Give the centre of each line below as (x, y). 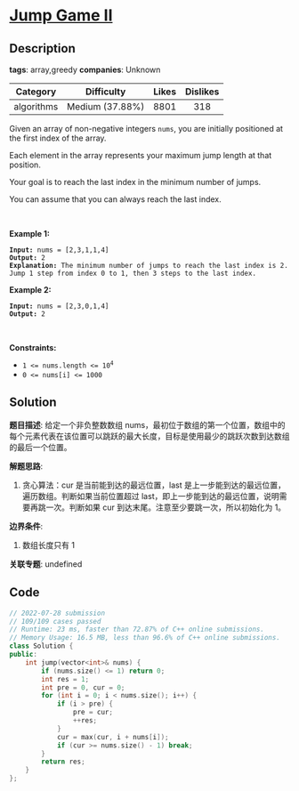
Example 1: (30, 234)
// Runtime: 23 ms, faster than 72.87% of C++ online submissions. (137, 630)
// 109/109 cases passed (55, 621)
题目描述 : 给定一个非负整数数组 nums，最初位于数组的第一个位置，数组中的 (148, 424)
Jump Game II (61, 16)
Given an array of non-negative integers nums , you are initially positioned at (146, 129)
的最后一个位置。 (40, 447)
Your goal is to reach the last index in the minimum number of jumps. (135, 182)
